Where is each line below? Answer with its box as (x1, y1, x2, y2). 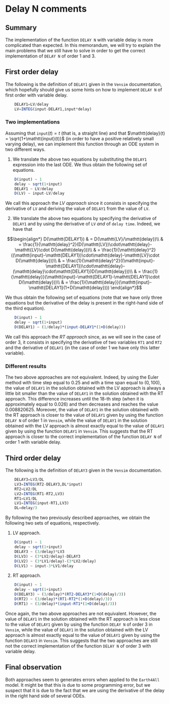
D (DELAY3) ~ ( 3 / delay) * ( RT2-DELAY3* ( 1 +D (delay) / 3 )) (14, 592, 126, 597)
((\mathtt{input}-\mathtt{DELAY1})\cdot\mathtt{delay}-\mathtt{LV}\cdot (11, 252, 160, 258)
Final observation (5, 663, 62, 671)
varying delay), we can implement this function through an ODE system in (5, 141, 159, 147)
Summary (5, 23, 37, 32)
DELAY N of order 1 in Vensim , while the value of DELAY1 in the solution (5, 417, 148, 423)
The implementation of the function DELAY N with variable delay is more (5, 37, 154, 43)
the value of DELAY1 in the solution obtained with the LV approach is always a (5, 385, 165, 391)
